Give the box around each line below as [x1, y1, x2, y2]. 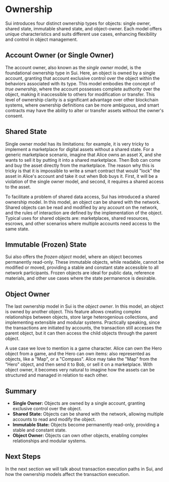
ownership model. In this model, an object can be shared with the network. [5, 199, 160, 205]
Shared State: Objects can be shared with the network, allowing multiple [12, 411, 164, 417]
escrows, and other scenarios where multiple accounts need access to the [5, 220, 160, 226]
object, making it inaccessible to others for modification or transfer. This [5, 91, 155, 97]
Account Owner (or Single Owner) [5, 51, 114, 60]
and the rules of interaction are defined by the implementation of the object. [5, 210, 163, 216]
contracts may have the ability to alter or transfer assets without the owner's [5, 107, 164, 113]
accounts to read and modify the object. [12, 416, 96, 422]
